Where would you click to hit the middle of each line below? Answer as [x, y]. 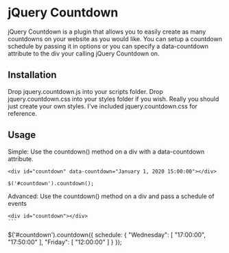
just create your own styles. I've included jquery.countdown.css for [103, 106]
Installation [32, 75]
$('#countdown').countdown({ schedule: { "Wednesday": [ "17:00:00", [107, 234]
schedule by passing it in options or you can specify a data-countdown [108, 46]
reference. [22, 113]
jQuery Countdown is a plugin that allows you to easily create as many [107, 32]
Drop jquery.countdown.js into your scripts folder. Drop [86, 91]
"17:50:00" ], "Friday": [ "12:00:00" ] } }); [65, 242]
